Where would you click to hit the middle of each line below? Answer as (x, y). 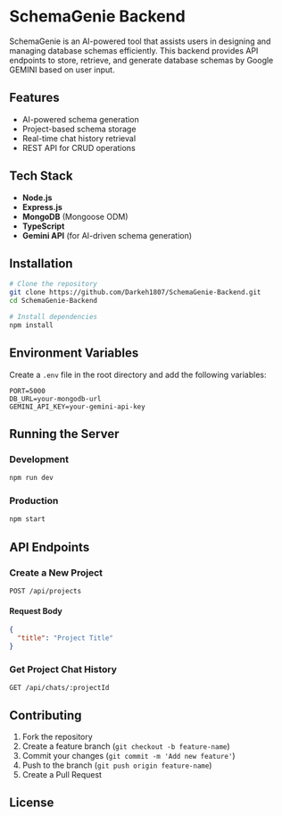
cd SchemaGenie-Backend (54, 301)
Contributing (46, 715)
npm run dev (31, 478)
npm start (28, 519)
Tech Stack (41, 176)
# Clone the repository (54, 284)
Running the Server (64, 434)
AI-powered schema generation (81, 119)
